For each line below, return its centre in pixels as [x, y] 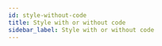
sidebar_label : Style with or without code [81, 30]
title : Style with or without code [67, 23]
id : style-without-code [48, 15]
